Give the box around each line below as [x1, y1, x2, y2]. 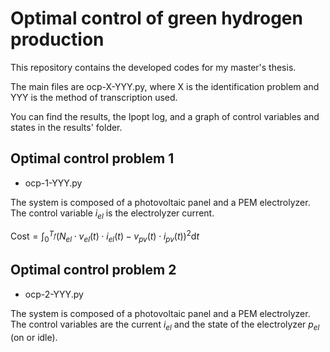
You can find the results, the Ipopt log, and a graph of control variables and [10, 110, 320, 122]
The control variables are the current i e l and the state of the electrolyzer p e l [10, 318, 320, 332]
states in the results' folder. [10, 121, 123, 133]
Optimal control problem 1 [10, 150, 175, 167]
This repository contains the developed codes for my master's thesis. [10, 61, 297, 73]
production [10, 28, 105, 51]
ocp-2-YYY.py [24, 288, 84, 300]
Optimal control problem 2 [10, 262, 177, 279]
